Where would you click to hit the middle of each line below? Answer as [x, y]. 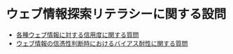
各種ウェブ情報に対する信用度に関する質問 [77, 35]
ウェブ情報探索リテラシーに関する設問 [116, 14]
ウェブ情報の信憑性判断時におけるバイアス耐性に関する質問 [102, 43]
